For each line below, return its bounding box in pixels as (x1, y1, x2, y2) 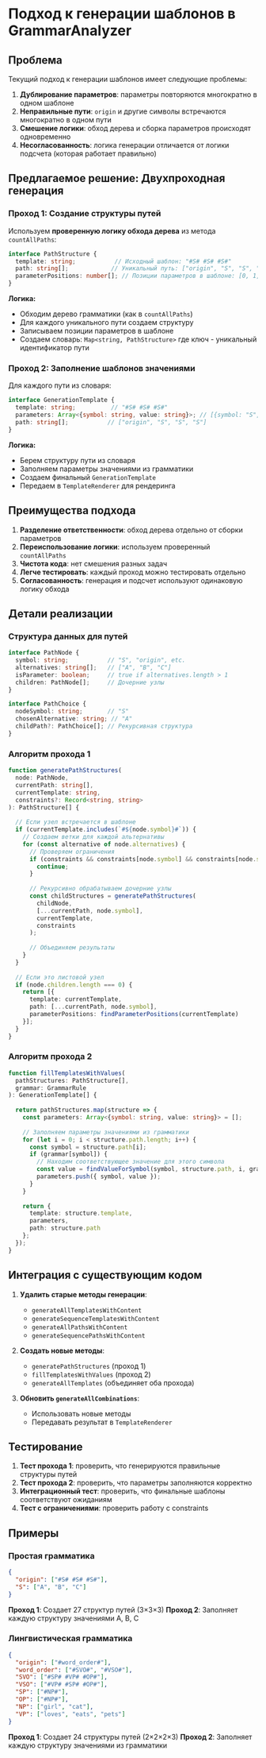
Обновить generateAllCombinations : (19, 1393, 140, 1403)
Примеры (8, 1526, 59, 1540)
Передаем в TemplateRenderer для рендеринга (19, 481, 176, 490)
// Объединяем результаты (28, 944, 115, 952)
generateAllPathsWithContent (31, 1323, 128, 1331)
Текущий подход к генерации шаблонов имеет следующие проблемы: (8, 75, 248, 83)
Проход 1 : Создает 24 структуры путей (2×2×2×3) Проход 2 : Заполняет (8, 1732, 253, 1741)
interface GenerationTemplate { (8, 396, 115, 404)
